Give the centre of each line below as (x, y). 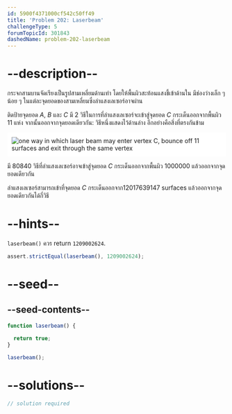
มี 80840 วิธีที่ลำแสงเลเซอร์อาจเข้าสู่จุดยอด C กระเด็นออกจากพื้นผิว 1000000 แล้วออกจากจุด (116, 166)
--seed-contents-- (49, 310)
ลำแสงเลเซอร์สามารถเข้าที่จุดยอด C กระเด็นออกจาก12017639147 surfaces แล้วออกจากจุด (115, 188)
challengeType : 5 (32, 26)
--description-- (53, 74)
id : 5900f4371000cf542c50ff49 (51, 14)
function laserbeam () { (42, 326)
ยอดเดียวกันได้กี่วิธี (28, 196)
